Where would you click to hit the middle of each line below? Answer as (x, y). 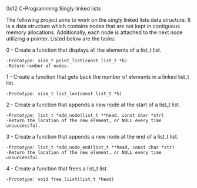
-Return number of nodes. (38, 66)
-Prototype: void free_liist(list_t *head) (60, 179)
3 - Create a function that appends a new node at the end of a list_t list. (92, 137)
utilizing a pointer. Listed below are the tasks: (61, 38)
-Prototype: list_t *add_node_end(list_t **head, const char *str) (91, 147)
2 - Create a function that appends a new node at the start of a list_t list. (93, 105)
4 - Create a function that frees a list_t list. (57, 169)
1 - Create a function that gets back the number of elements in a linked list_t (98, 77)
